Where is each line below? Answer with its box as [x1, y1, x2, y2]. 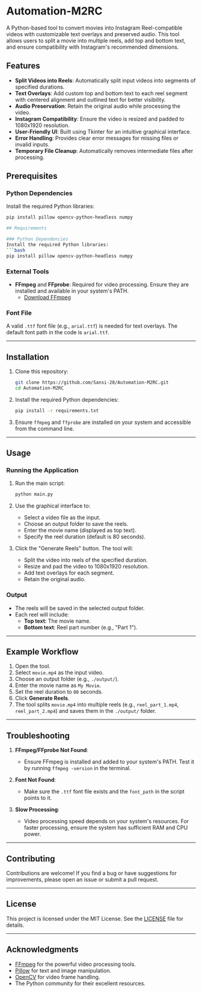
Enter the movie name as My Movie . [14, 682, 102, 689]
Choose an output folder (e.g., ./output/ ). [14, 676, 119, 683]
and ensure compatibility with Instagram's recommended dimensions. [6, 43, 179, 51]
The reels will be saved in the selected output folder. [14, 604, 145, 612]
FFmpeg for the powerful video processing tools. [14, 960, 136, 968]
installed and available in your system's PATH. [14, 287, 129, 294]
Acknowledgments [6, 944, 79, 955]
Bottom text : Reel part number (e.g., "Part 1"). [23, 623, 138, 630]
